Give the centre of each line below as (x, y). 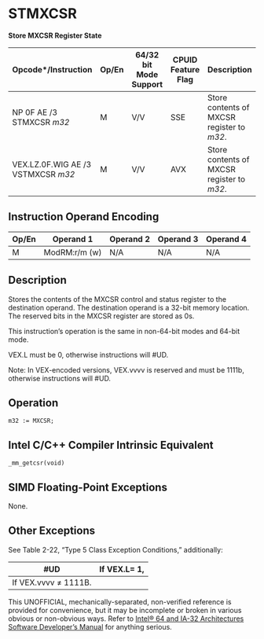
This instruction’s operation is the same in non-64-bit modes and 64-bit (124, 331)
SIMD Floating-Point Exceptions (88, 487)
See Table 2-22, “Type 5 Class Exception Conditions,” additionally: (115, 549)
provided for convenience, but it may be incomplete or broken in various (125, 610)
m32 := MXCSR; (31, 421)
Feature (185, 69)
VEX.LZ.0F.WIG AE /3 (52, 164)
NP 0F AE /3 (35, 112)
